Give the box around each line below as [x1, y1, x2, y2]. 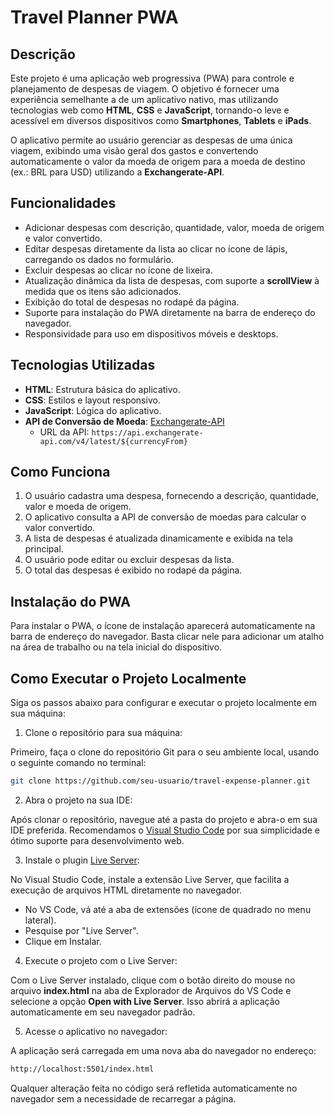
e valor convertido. [24, 232, 103, 244]
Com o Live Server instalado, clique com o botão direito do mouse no [10, 974, 296, 986]
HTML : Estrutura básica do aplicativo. [24, 383, 181, 395]
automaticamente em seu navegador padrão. [10, 1006, 196, 1018]
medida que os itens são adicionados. [24, 285, 182, 297]
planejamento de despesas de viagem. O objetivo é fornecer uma [10, 83, 280, 95]
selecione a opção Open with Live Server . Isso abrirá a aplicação [10, 995, 280, 1007]
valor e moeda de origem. [24, 501, 132, 513]
